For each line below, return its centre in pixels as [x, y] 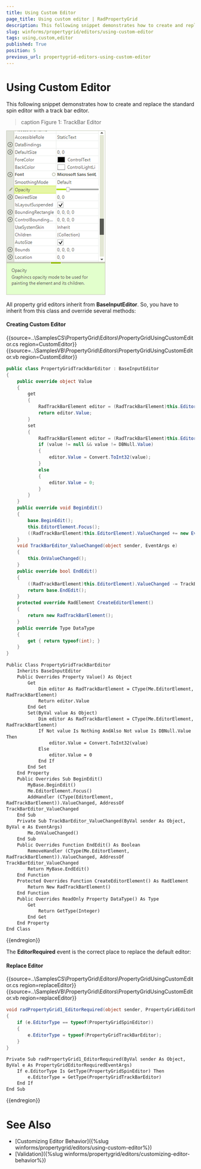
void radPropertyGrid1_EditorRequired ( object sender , [75, 1010]
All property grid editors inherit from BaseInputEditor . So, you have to [92, 304]
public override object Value [55, 381]
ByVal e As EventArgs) [34, 827]
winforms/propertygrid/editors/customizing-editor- [127, 1154]
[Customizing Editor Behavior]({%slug [62, 1141]
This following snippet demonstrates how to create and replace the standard [100, 104]
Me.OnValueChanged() [53, 833]
